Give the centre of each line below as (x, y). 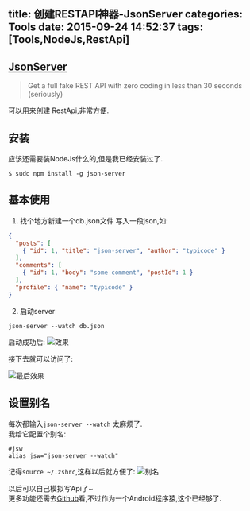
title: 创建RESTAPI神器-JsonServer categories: (126, 14)
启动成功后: (27, 342)
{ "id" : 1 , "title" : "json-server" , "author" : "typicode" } (124, 250)
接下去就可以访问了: (41, 358)
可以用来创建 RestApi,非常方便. (59, 110)
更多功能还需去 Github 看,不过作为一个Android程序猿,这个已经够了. (115, 498)
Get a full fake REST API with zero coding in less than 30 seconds (135, 86)
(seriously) (45, 95)
